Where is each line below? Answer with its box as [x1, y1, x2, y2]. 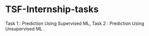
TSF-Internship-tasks [5, 4, 99, 15]
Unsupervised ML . [5, 25, 45, 31]
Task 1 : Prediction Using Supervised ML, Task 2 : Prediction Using [5, 20, 144, 26]
